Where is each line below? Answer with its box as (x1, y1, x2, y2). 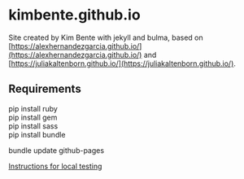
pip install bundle (8, 129, 66, 139)
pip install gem (8, 112, 58, 122)
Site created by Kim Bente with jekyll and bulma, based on (8, 33, 203, 42)
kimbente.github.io (8, 6, 141, 24)
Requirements (8, 82, 81, 96)
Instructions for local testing (8, 161, 102, 171)
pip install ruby (8, 103, 59, 113)
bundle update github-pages (8, 145, 104, 155)
